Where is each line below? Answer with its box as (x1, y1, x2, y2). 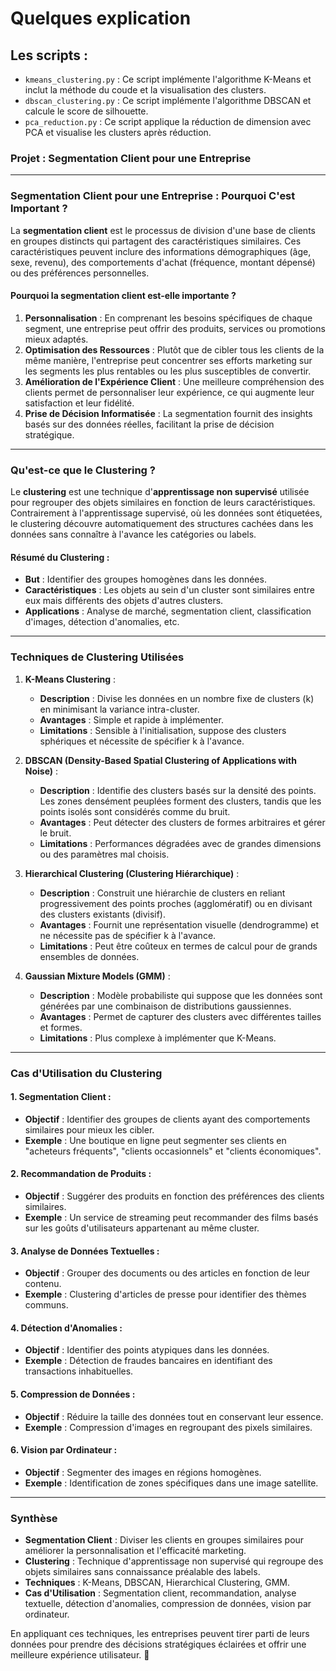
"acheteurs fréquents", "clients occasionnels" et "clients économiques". (24, 1145, 322, 1157)
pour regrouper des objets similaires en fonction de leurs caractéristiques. (10, 497, 316, 509)
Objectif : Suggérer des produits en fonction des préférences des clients (24, 1190, 325, 1202)
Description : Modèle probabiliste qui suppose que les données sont (39, 989, 323, 1001)
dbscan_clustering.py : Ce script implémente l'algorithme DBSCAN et (24, 95, 312, 106)
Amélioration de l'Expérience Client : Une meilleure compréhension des (24, 375, 325, 387)
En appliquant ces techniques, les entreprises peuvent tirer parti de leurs (10, 1628, 310, 1640)
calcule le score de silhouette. (24, 105, 149, 117)
